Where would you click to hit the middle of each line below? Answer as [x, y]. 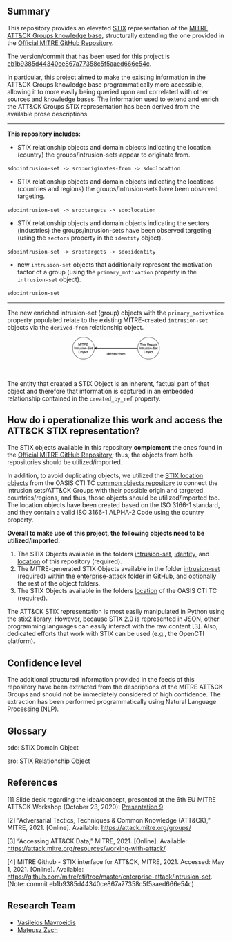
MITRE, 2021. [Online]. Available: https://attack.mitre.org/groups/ [99, 827]
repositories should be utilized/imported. [65, 462]
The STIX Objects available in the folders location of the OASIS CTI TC [117, 591]
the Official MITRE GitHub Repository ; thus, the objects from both [100, 455]
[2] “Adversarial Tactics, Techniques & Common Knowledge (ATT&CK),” [109, 820]
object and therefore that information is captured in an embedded [100, 391]
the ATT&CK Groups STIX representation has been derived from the [103, 106]
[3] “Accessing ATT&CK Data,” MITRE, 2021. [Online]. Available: [97, 841]
